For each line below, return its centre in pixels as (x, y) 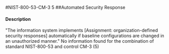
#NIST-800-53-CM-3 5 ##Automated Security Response (65, 7)
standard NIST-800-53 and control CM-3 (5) (52, 47)
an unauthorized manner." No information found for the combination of (80, 41)
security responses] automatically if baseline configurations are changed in (85, 36)
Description (18, 19)
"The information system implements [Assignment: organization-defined (82, 31)
